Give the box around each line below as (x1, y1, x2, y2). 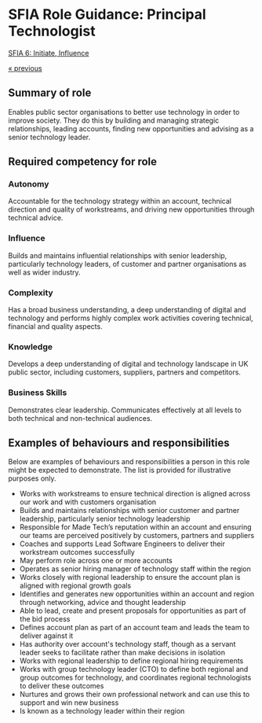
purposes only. (8, 474, 56, 483)
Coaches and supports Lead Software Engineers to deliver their (19, 539, 225, 548)
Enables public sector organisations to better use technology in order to (8, 107, 240, 116)
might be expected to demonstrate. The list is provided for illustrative (8, 466, 231, 475)
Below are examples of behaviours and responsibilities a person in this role (8, 457, 250, 467)
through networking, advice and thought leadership (19, 598, 186, 607)
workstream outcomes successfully (19, 548, 135, 557)
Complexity (8, 287, 53, 298)
